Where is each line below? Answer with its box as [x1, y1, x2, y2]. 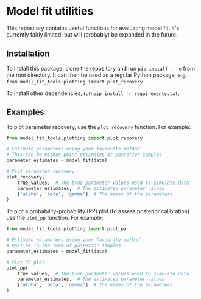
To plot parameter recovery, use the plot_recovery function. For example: [6, 123, 191, 130]
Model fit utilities [6, 4, 94, 18]
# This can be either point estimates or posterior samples [6, 152, 163, 158]
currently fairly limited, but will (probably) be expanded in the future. [6, 30, 178, 38]
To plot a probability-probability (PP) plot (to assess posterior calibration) [6, 208, 190, 215]
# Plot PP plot [6, 259, 45, 266]
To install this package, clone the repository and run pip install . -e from [6, 65, 195, 72]
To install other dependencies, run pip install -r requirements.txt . [6, 90, 180, 97]
